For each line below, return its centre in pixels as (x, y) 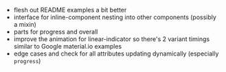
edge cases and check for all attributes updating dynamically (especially (116, 53)
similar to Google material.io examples (68, 46)
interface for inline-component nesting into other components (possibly (115, 17)
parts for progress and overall (56, 32)
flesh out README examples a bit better (70, 10)
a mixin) (25, 24)
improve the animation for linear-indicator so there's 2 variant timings (112, 39)
